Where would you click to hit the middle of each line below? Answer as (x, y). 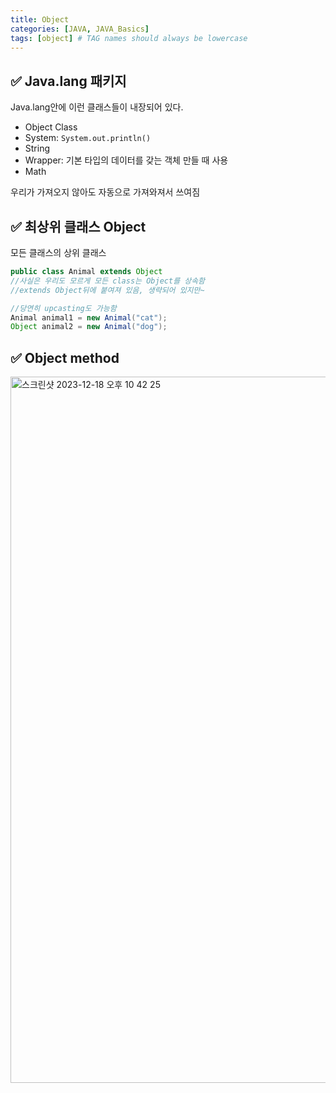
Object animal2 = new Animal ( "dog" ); (89, 327)
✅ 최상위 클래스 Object (78, 226)
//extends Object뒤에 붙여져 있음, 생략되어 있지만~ (107, 290)
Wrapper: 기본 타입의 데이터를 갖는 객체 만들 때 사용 (126, 160)
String (37, 148)
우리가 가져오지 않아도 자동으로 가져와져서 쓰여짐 (105, 192)
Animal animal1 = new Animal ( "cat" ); (89, 317)
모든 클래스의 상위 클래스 (58, 252)
